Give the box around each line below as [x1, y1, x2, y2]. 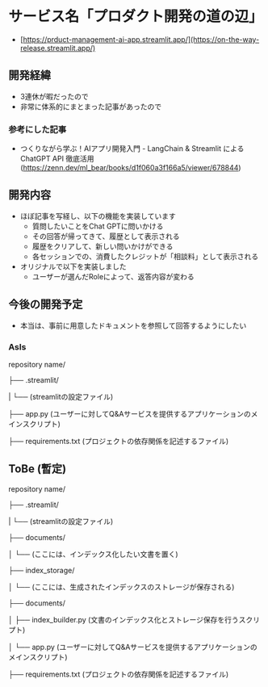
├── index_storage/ [8, 565, 75, 575]
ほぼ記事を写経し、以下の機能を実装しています [19, 211, 176, 220]
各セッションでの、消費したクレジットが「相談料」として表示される [31, 251, 259, 261]
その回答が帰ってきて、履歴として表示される [31, 231, 180, 241]
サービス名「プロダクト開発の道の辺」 [8, 7, 264, 26]
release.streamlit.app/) [19, 43, 96, 52]
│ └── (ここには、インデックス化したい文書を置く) [8, 549, 179, 559]
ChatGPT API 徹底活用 [19, 154, 94, 164]
